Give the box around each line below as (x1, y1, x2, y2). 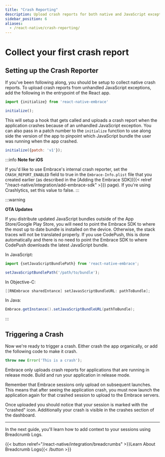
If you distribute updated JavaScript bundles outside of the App (5, 215, 134, 222)
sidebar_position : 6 (5, 16, 48, 21)
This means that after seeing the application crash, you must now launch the (5, 387, 160, 392)
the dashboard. (5, 412, 36, 418)
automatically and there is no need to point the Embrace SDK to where (5, 237, 147, 243)
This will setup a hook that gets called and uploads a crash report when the (5, 117, 158, 123)
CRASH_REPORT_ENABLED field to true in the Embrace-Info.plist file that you (5, 171, 152, 177)
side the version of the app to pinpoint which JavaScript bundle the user (5, 133, 151, 139)
